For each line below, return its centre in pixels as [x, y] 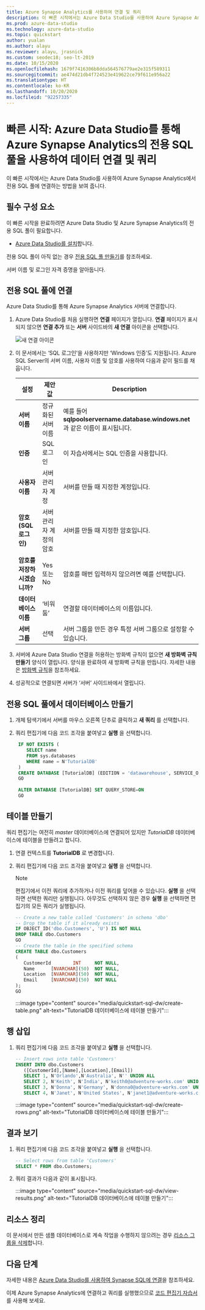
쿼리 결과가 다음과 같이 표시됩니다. [56, 1179]
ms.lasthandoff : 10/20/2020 [42, 92]
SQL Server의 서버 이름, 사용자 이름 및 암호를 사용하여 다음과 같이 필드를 [102, 361]
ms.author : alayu [28, 46]
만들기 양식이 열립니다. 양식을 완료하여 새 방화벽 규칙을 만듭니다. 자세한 [100, 662]
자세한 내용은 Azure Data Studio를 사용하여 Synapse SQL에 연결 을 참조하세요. [101, 1280]
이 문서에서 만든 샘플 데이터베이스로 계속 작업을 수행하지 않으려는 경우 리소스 [98, 1235]
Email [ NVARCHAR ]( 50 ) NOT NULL [70, 980]
